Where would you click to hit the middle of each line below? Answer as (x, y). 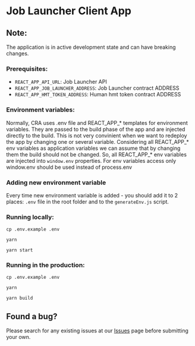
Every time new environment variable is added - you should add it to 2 (92, 195)
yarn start (20, 250)
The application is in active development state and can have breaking (91, 47)
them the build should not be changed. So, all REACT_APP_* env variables (97, 154)
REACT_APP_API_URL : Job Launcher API (61, 82)
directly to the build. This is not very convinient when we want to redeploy (97, 136)
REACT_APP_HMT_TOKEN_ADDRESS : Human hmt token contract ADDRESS (98, 95)
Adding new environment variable (56, 183)
